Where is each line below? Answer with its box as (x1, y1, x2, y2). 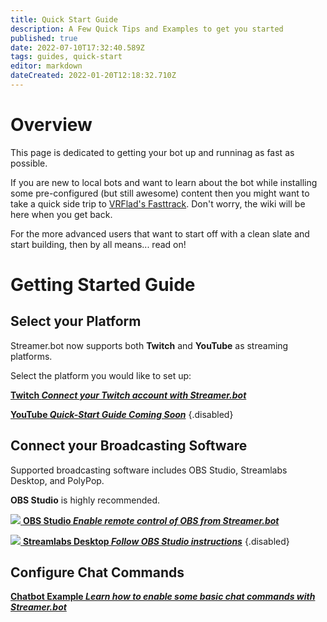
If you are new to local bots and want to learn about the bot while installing (10, 176, 318, 188)
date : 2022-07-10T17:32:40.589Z (10, 42, 145, 53)
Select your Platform (10, 313, 142, 330)
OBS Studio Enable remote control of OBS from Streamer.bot (22, 514, 280, 526)
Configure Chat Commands (10, 564, 185, 581)
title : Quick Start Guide (10, 14, 118, 25)
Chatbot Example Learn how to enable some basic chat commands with (10, 591, 316, 603)
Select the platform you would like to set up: (10, 369, 192, 381)
